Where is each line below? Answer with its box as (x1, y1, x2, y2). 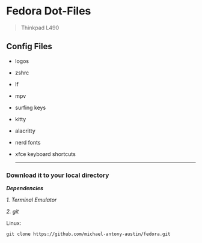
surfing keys (14, 104, 46, 111)
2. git (6, 208, 19, 215)
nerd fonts (14, 139, 41, 146)
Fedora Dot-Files (6, 4, 91, 18)
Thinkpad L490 (20, 24, 60, 31)
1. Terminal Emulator (6, 196, 57, 203)
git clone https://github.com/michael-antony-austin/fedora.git (6, 231, 171, 238)
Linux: (6, 220, 22, 227)
